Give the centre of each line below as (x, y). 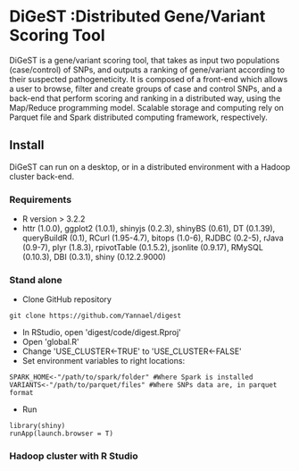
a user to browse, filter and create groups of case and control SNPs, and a (146, 88)
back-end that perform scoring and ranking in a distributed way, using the (145, 98)
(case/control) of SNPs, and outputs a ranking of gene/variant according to (147, 70)
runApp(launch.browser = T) (62, 434)
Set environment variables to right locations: (104, 361)
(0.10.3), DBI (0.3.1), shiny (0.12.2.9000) (94, 257)
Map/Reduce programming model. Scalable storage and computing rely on (146, 107)
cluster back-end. (42, 176)
